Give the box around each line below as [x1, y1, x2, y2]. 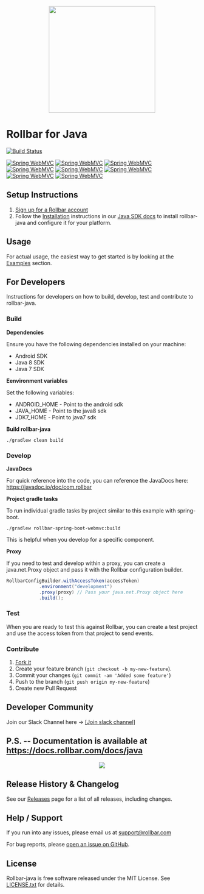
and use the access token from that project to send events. [6, 630, 154, 637]
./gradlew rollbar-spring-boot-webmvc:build [6, 525, 121, 531]
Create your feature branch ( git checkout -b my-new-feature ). [15, 665, 172, 673]
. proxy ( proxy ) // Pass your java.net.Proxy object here [38, 589, 183, 595]
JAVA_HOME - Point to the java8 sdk [15, 407, 107, 414]
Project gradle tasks [6, 495, 58, 502]
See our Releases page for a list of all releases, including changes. [6, 795, 173, 803]
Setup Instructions [6, 190, 78, 200]
